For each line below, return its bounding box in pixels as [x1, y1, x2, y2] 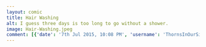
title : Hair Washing [6, 15, 59, 21]
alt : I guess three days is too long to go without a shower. [6, 20, 169, 26]
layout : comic [6, 9, 43, 15]
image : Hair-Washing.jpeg [6, 26, 72, 32]
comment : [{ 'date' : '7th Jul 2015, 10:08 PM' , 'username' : [6, 32, 161, 38]
